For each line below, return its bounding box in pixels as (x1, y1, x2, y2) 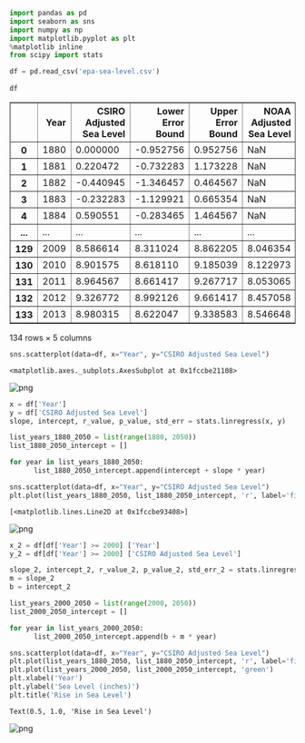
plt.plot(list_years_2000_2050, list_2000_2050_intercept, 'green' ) (9, 665, 274, 675)
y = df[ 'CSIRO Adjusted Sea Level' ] (9, 408, 148, 417)
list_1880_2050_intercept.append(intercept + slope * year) (33, 466, 266, 475)
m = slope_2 (9, 574, 54, 583)
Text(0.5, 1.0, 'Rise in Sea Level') (9, 707, 152, 716)
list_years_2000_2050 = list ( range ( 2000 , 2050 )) (9, 599, 197, 608)
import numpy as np (9, 25, 84, 34)
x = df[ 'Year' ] (9, 399, 67, 408)
